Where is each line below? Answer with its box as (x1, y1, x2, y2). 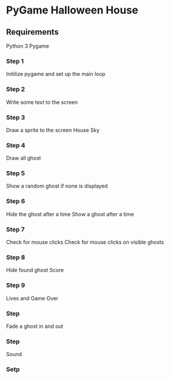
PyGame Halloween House (6, 4, 138, 17)
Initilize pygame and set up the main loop (6, 71, 106, 78)
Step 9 (6, 281, 25, 290)
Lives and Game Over (6, 294, 59, 301)
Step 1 (6, 57, 24, 65)
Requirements (6, 27, 59, 37)
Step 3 (6, 113, 25, 121)
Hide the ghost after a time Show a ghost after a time (6, 210, 134, 217)
